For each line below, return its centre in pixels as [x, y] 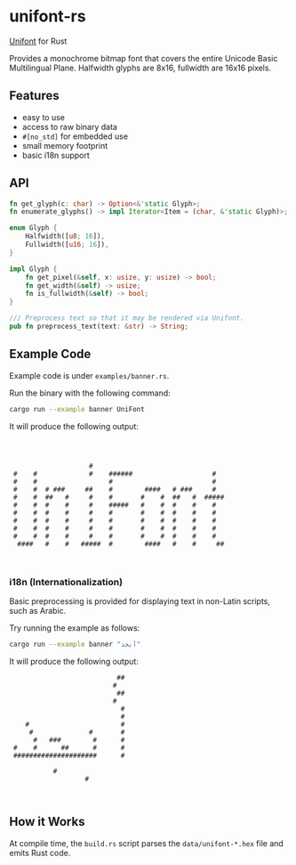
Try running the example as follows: [75, 628]
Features [34, 96]
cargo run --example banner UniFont [77, 409]
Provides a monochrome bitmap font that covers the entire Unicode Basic [144, 58]
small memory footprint [65, 145]
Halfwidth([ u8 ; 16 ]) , [65, 237]
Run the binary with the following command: [90, 393]
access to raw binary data [70, 126]
